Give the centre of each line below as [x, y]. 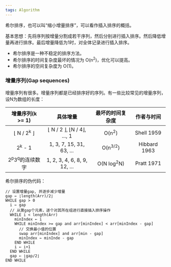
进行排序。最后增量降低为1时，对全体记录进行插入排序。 [73, 42]
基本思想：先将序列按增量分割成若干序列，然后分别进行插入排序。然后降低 [83, 36]
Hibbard [148, 144]
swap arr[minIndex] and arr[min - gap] [61, 233]
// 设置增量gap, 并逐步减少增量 [35, 192]
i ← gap [18, 205]
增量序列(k [24, 114]
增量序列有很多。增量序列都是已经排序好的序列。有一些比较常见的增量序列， [85, 93]
